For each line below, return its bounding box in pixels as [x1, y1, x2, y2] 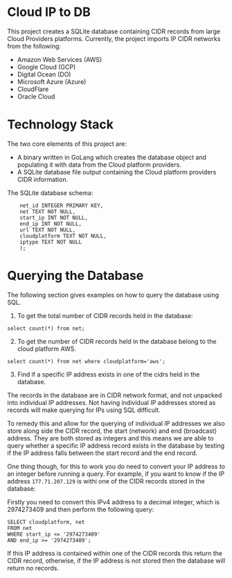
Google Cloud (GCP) [17, 63, 76, 71]
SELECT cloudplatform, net [7, 518, 85, 525]
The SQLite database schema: [7, 188, 93, 197]
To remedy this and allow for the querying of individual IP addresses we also [7, 419, 225, 427]
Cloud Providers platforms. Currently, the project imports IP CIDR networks [7, 34, 221, 42]
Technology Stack [7, 117, 114, 133]
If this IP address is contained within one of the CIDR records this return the [7, 549, 223, 557]
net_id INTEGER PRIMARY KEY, [19, 202, 104, 209]
